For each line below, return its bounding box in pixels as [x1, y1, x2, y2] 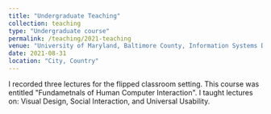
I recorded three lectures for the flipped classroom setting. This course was [8, 78, 260, 89]
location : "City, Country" [8, 57, 99, 65]
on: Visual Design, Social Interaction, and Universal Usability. [8, 96, 211, 106]
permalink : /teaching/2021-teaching [8, 34, 131, 43]
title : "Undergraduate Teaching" [8, 11, 121, 20]
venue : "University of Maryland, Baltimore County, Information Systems [8, 42, 258, 50]
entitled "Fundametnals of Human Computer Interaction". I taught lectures [8, 87, 253, 97]
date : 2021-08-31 [8, 49, 67, 57]
